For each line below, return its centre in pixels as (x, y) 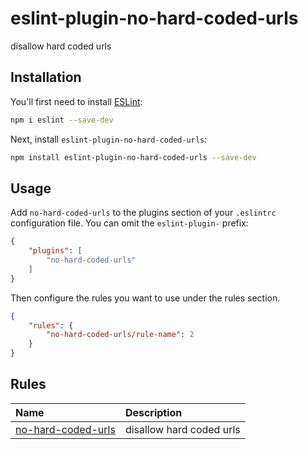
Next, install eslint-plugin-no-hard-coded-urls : (109, 139)
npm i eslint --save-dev (62, 120)
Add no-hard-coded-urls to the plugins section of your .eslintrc (143, 213)
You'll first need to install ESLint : (76, 101)
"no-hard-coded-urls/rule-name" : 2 (120, 335)
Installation (46, 77)
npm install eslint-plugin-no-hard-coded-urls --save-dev (133, 157)
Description (153, 412)
